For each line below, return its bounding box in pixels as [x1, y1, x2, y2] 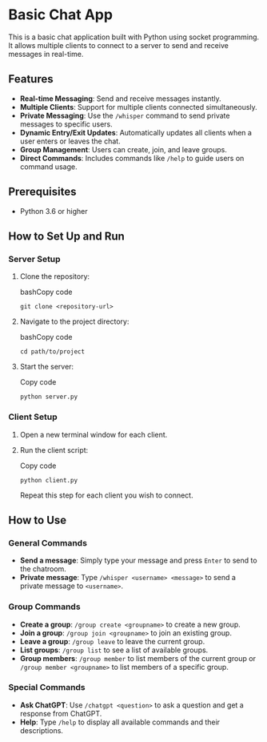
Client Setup [8, 411, 58, 422]
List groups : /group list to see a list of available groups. [19, 645, 209, 655]
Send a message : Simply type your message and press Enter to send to [19, 555, 257, 566]
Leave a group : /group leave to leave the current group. [19, 636, 205, 646]
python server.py [19, 393, 78, 401]
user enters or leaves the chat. [19, 136, 122, 146]
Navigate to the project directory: [19, 317, 130, 326]
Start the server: [19, 362, 74, 372]
